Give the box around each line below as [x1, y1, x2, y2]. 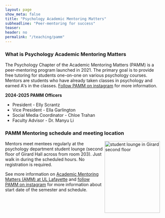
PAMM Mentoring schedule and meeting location [5, 130, 124, 136]
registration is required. [5, 162, 53, 167]
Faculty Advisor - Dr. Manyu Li [12, 117, 74, 123]
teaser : [5, 26, 21, 30]
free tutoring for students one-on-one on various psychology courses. [5, 72, 147, 79]
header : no [5, 30, 27, 35]
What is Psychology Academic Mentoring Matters [5, 51, 127, 57]
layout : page [5, 7, 32, 12]
